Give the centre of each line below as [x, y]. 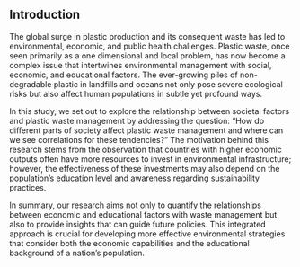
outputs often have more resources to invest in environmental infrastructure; [150, 159]
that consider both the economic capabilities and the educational [129, 243]
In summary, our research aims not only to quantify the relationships [136, 205]
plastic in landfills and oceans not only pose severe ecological [168, 84]
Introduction [45, 15]
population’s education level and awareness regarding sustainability [135, 178]
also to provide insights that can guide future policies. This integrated [138, 224]
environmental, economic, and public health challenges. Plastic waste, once [150, 46]
